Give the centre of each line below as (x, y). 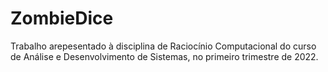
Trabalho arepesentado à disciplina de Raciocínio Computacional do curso (163, 46)
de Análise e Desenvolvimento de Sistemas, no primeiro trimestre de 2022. (164, 56)
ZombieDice (62, 18)
